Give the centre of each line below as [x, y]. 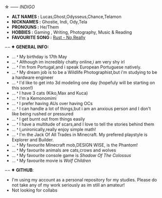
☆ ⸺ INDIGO [20, 7]
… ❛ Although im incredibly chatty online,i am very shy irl [68, 62]
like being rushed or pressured [42, 114]
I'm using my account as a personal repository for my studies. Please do [84, 180]
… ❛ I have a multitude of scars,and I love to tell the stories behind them [83, 124]
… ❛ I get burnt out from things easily [48, 119]
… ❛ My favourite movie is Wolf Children [51, 161]
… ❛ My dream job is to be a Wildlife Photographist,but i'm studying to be [84, 72]
